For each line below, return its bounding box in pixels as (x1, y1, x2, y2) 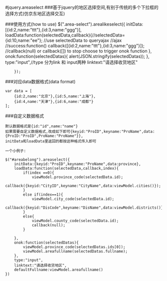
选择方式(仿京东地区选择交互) (5, 10, 66, 16)
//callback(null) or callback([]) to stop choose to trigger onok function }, (5, 48, 152, 54)
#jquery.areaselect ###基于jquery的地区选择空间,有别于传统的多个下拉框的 (5, 4, 159, 10)
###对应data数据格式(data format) (5, 79, 76, 84)
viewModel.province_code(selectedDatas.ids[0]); (23, 245, 126, 250)
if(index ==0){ (23, 170, 55, 175)
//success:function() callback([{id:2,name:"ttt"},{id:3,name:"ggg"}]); (5, 43, 145, 48)
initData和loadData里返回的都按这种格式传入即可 (5, 139, 96, 144)
